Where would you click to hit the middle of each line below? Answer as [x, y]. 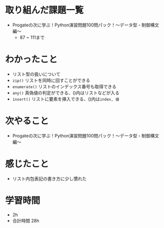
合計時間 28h [26, 221]
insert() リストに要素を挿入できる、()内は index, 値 [66, 99]
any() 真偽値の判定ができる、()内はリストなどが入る [66, 93]
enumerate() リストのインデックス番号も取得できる [64, 86]
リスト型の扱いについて [36, 74]
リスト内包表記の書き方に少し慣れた [49, 178]
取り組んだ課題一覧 [44, 10]
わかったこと [32, 59]
